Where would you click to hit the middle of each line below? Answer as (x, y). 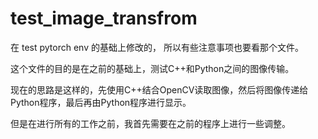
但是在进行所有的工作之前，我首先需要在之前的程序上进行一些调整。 (150, 123)
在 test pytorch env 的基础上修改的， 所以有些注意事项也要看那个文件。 (157, 47)
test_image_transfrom (104, 18)
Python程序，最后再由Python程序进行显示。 (101, 102)
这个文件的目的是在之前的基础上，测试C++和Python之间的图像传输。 (152, 68)
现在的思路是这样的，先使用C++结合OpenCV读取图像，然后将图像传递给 (159, 89)
